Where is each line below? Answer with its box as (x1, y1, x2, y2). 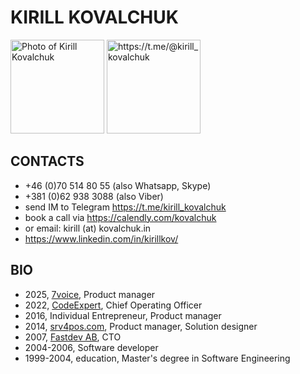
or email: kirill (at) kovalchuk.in (24, 222, 152, 234)
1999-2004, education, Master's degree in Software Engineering (24, 352, 291, 364)
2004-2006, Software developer (24, 341, 159, 353)
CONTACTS (10, 153, 85, 170)
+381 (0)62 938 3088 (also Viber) (24, 190, 164, 202)
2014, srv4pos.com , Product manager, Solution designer (24, 320, 258, 332)
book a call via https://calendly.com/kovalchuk (24, 211, 217, 223)
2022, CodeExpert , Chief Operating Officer (24, 299, 203, 311)
